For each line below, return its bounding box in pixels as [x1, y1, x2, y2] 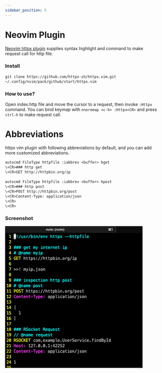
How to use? [5, 90, 35, 97]
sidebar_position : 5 [5, 8, 47, 13]
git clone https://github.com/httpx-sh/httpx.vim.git [5, 74, 117, 79]
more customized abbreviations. [5, 150, 70, 156]
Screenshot [5, 215, 33, 222]
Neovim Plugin [5, 29, 66, 40]
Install [5, 63, 20, 69]
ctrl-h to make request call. [5, 112, 62, 118]
